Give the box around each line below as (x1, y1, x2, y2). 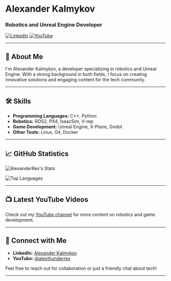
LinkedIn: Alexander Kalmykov (12, 250, 77, 256)
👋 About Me (5, 52, 43, 61)
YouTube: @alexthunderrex (12, 255, 71, 261)
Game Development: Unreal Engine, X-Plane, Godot (12, 124, 123, 130)
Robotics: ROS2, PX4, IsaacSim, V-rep (12, 118, 94, 125)
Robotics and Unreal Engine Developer (5, 21, 103, 29)
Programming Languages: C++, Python (12, 113, 97, 119)
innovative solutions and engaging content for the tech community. (5, 77, 146, 83)
